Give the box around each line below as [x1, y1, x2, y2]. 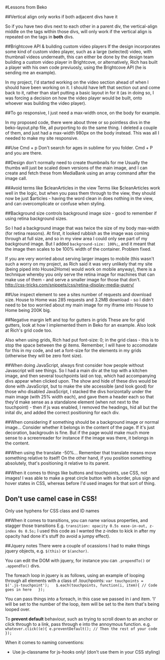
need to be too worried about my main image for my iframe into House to [5, 302, 153, 308]
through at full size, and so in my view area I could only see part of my [5, 236, 148, 241]
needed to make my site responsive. [5, 135, 79, 141]
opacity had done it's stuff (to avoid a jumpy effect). [5, 533, 111, 539]
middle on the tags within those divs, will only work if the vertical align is [5, 29, 152, 34]
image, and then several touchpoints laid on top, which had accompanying [5, 373, 156, 379]
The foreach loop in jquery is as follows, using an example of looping [5, 572, 145, 578]
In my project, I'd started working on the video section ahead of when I [5, 79, 149, 85]
